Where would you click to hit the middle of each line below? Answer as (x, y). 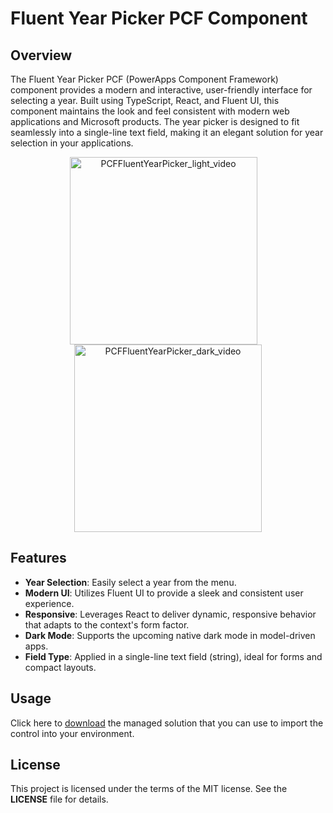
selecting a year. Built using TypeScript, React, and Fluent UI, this (145, 100)
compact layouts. (60, 667)
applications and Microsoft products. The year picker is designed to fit (155, 121)
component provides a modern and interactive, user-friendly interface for (161, 90)
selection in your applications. (72, 143)
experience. (49, 603)
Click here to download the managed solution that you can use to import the (167, 723)
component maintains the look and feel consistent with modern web (150, 111)
